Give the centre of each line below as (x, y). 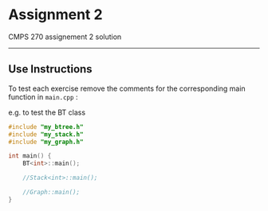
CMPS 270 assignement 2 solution (65, 37)
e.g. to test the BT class (47, 112)
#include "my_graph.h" (46, 142)
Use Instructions (51, 69)
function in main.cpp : (43, 96)
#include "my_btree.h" (46, 127)
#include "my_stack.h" (46, 134)
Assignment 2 (55, 15)
